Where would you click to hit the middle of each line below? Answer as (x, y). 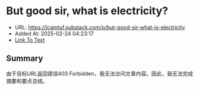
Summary (25, 58)
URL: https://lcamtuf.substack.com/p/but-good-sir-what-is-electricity (100, 27)
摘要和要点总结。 (27, 81)
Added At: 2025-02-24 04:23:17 (54, 33)
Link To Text (30, 40)
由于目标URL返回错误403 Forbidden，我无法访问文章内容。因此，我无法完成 (99, 73)
